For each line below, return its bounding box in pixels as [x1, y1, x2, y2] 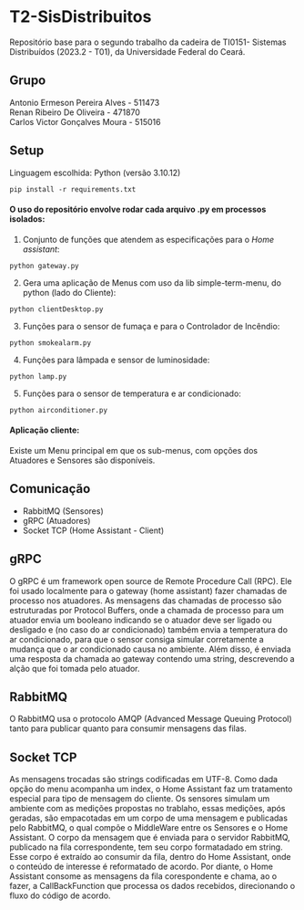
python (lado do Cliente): [22, 287, 117, 298]
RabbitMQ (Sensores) [22, 505, 105, 517]
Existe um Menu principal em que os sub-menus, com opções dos [9, 445, 258, 455]
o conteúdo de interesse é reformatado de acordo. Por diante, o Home [9, 861, 273, 873]
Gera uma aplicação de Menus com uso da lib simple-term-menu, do [22, 277, 282, 288]
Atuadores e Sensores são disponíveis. [9, 455, 156, 465]
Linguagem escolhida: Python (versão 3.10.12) [9, 167, 181, 178]
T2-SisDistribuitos [9, 6, 152, 27]
